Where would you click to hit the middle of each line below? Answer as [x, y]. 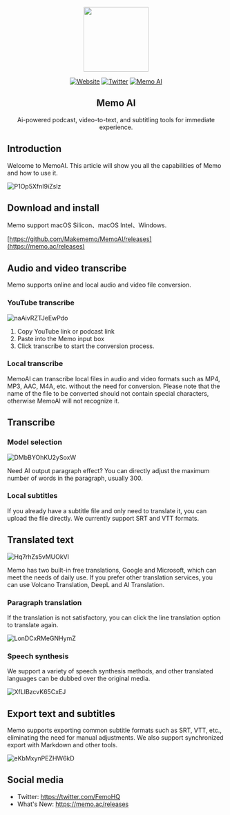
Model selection [35, 442]
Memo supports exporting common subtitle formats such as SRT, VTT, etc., [115, 730]
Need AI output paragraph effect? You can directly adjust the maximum [108, 470]
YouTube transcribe [41, 303]
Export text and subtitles [61, 714]
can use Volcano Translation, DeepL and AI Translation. [86, 584]
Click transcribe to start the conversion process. [86, 346]
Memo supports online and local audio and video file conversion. [99, 285]
